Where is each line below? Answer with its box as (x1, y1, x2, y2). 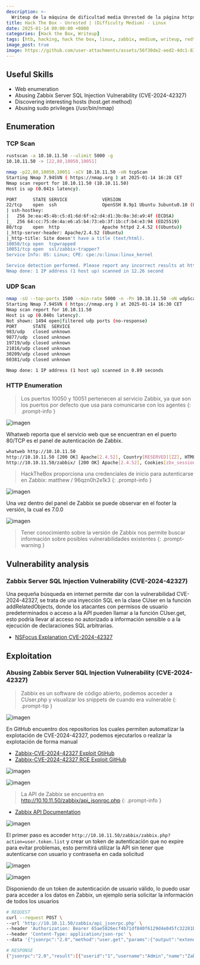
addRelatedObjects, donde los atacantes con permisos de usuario (6, 603, 168, 610)
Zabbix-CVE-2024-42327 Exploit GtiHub (14, 749, 115, 757)
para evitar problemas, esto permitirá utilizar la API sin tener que (6, 844, 164, 851)
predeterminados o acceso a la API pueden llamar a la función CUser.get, (6, 610, 186, 617)
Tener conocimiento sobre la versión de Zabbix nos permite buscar (20, 529, 186, 536)
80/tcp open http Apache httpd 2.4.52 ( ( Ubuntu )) (6, 224, 183, 230)
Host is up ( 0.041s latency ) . (6, 186, 82, 192)
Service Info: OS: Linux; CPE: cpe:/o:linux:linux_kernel (6, 252, 153, 258)
